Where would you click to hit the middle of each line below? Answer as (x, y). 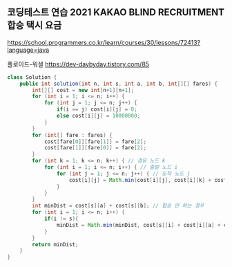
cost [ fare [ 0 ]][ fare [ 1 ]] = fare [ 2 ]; (95, 141)
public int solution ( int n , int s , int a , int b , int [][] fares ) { (119, 84)
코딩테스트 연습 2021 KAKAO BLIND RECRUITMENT (116, 12)
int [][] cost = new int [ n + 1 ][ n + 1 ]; (83, 90)
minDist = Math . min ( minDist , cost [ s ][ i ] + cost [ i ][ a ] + (138, 225)
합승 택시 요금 (35, 25)
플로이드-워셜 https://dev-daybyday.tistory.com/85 (78, 64)
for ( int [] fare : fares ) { (72, 135)
